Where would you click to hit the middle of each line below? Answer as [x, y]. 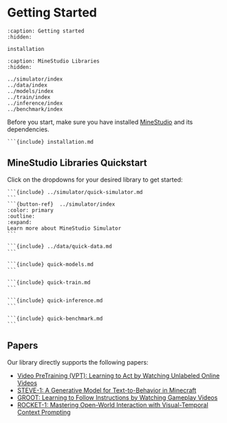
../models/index [30, 91]
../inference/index [35, 103]
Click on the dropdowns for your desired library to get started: [95, 180]
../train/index [29, 97]
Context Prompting [44, 412]
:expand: [20, 222]
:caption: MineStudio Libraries [53, 61]
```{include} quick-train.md [49, 282]
